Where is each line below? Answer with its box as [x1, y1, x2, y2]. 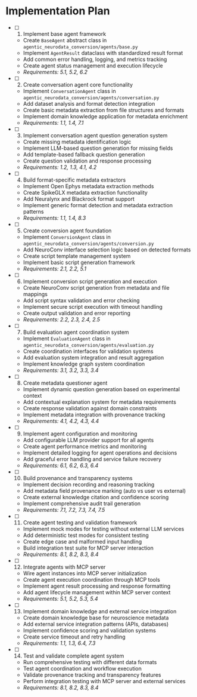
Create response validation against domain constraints [23, 404, 157, 412]
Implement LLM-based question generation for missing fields [23, 145, 173, 152]
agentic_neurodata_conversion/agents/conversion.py [23, 241, 154, 247]
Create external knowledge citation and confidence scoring [23, 493, 169, 501]
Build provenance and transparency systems [23, 474, 133, 481]
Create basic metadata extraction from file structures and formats [23, 106, 185, 113]
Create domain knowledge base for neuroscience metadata [23, 614, 169, 621]
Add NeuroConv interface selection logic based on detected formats [23, 246, 191, 253]
